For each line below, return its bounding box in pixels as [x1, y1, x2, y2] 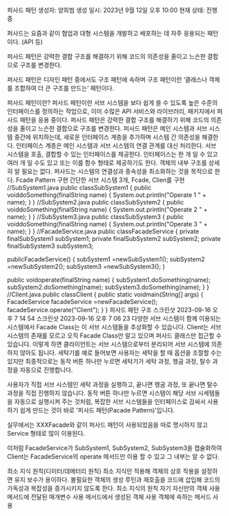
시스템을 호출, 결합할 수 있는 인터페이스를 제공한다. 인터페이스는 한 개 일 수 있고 [7, 150, 219, 158]
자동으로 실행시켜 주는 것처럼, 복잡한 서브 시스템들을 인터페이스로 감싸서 [14, 397, 206, 406]
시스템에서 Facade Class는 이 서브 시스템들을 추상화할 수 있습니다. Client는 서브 [7, 323, 222, 331]
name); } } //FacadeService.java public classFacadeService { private [7, 227, 200, 235]
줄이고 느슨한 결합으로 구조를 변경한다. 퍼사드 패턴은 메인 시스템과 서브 [19, 124, 208, 132]
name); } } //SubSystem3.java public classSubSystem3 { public [7, 213, 185, 221]
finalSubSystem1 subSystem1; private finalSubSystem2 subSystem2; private [7, 235, 221, 242]
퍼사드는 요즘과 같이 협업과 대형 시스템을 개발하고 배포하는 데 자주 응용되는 [7, 30, 206, 37]
